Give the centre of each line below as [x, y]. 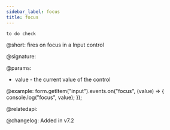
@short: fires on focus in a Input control [55, 45]
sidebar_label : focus [33, 12]
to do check [21, 33]
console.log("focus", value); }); [44, 97]
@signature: [21, 56]
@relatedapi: [22, 109]
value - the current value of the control [63, 79]
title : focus [22, 17]
